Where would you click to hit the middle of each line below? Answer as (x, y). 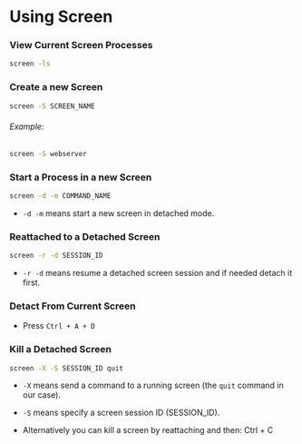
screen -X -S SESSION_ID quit (67, 368)
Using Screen (61, 17)
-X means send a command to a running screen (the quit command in (153, 385)
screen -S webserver (49, 153)
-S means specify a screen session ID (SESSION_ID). (121, 413)
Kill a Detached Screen (60, 350)
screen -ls (30, 64)
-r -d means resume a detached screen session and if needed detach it (157, 272)
